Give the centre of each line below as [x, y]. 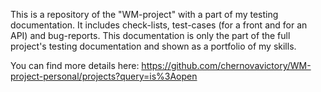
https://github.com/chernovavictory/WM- [226, 65]
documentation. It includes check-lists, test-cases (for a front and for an [159, 25]
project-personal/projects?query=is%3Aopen [104, 76]
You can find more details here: [75, 65]
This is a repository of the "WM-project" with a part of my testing [144, 14]
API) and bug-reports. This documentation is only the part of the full [150, 35]
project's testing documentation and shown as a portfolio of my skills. [153, 46]
